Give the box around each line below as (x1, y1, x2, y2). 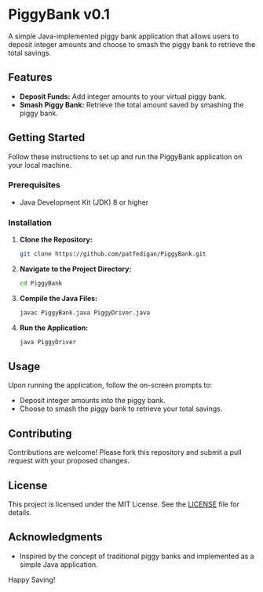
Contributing (8, 427, 72, 440)
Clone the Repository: (19, 235, 93, 245)
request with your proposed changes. (8, 456, 130, 466)
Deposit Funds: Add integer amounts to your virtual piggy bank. (19, 92, 227, 101)
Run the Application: (19, 323, 89, 332)
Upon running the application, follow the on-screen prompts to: (8, 380, 213, 390)
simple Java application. (19, 559, 98, 569)
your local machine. (8, 160, 72, 169)
